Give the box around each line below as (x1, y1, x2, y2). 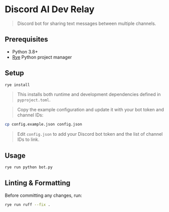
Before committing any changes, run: (5, 192, 82, 198)
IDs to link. (17, 136, 40, 143)
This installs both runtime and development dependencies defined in (17, 92, 161, 98)
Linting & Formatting (5, 179, 71, 188)
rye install (5, 82, 30, 87)
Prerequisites (5, 35, 48, 44)
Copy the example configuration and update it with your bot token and (17, 107, 164, 113)
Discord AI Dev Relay (5, 4, 95, 15)
